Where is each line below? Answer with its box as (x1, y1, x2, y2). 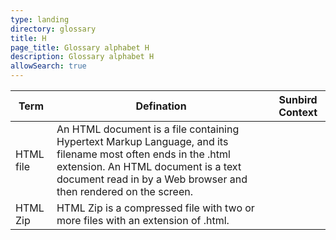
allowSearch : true (10, 61, 87, 71)
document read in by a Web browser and (56, 172, 248, 186)
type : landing (10, 14, 70, 25)
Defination (135, 99, 187, 113)
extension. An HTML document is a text (56, 160, 242, 173)
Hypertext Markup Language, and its (56, 135, 229, 148)
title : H (10, 33, 47, 43)
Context (278, 106, 318, 119)
